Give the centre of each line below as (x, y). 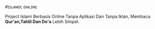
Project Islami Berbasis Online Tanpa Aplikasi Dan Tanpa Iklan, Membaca (78, 16)
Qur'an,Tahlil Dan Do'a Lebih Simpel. (42, 22)
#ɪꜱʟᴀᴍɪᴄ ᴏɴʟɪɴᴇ (21, 7)
